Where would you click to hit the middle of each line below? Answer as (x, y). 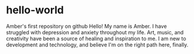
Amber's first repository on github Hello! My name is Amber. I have (86, 26)
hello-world (35, 10)
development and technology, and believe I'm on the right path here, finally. (97, 45)
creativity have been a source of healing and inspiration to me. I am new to (96, 38)
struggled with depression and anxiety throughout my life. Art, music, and (95, 32)
